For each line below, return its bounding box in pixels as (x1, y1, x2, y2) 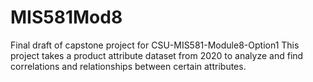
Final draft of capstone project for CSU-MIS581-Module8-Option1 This (10, 39, 300, 51)
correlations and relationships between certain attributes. (10, 60, 247, 72)
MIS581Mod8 (10, 6, 123, 29)
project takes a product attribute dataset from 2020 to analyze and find (10, 49, 304, 61)
